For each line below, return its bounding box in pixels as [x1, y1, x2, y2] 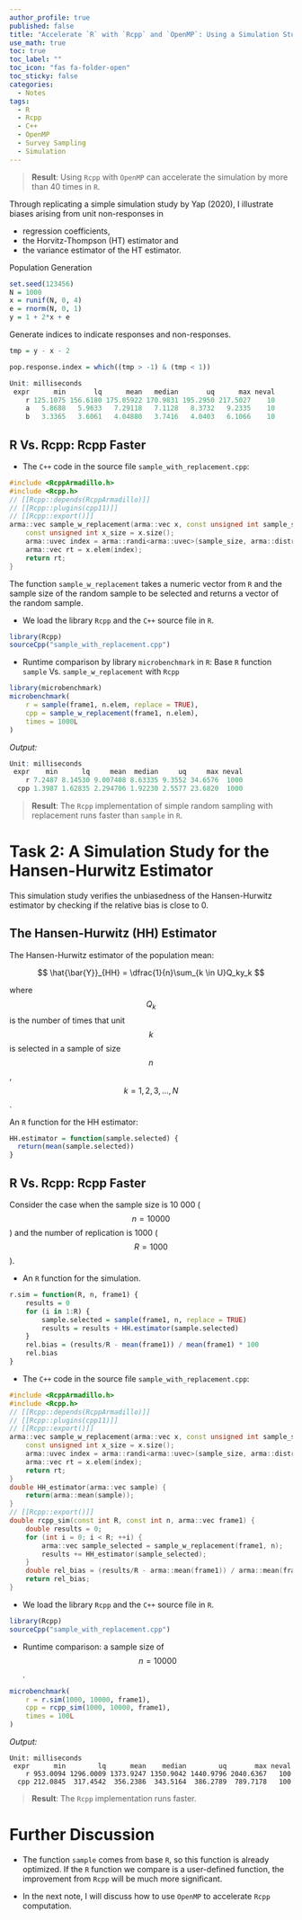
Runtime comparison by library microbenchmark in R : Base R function [22, 657, 272, 668]
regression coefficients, [22, 226, 111, 236]
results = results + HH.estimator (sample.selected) [41, 1323, 240, 1333]
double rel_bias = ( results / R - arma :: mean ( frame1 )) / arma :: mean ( [25, 1566, 283, 1576]
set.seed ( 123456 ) [9, 280, 75, 289]
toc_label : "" [9, 55, 63, 64]
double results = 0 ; [25, 1524, 102, 1533]
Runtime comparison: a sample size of [22, 1641, 164, 1652]
